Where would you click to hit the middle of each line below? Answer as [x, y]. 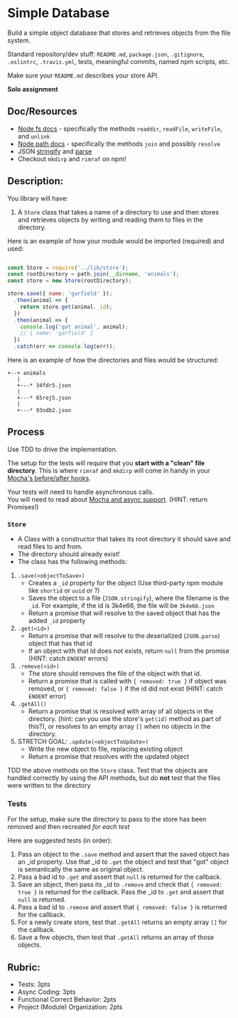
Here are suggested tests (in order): [60, 840]
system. [19, 40]
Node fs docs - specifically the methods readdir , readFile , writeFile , [120, 129]
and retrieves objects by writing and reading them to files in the [110, 220]
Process [26, 432]
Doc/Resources [42, 112]
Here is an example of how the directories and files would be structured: [113, 360]
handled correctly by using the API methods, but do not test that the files [114, 778]
